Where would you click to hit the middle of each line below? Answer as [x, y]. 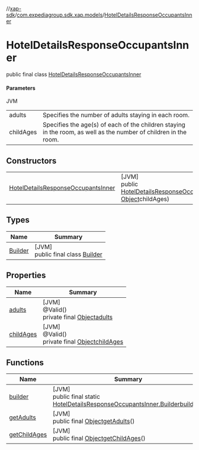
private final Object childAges [83, 341]
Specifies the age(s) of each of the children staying [114, 125]
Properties [26, 276]
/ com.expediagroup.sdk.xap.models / [60, 15]
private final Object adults [78, 317]
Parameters [21, 88]
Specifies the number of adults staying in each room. [116, 115]
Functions [25, 362]
